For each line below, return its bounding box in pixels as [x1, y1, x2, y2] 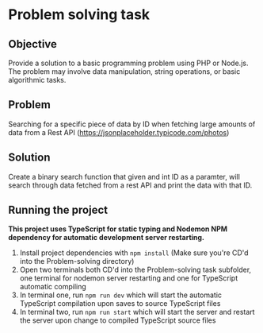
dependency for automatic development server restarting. [8, 233, 204, 242]
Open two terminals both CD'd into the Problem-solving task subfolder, [19, 265, 252, 275]
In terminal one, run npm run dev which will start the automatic [19, 290, 223, 300]
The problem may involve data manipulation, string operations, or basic [8, 67, 241, 76]
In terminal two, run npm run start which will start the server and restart [19, 308, 255, 317]
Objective [8, 37, 58, 51]
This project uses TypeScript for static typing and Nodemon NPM [8, 224, 228, 234]
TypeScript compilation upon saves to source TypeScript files [19, 299, 221, 308]
